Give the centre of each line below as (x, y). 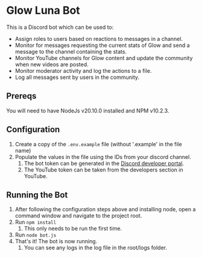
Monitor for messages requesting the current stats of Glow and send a (102, 45)
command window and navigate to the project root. (78, 216)
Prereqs (21, 96)
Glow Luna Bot (43, 11)
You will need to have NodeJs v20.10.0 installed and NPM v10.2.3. (88, 110)
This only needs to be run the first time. (73, 229)
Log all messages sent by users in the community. (77, 77)
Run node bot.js (36, 235)
